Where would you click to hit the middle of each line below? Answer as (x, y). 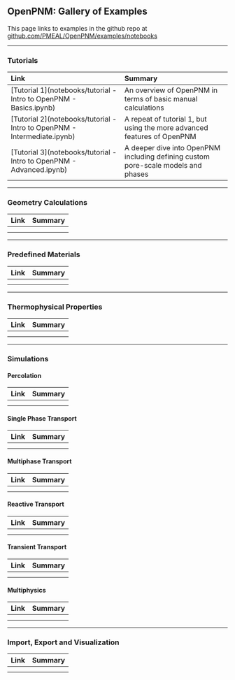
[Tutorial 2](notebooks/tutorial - (64, 120)
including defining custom (167, 157)
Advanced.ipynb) (39, 170)
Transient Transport (37, 547)
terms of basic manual (161, 99)
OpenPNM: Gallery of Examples (78, 12)
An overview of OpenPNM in (171, 90)
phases (137, 174)
